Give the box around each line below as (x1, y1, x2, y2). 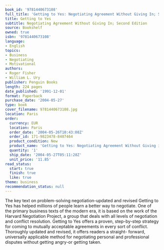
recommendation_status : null (5, 184, 64, 189)
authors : (5, 66, 23, 71)
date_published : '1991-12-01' (5, 89, 67, 94)
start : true (9, 166, 34, 171)
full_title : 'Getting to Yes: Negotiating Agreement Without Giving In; (5, 12, 156, 17)
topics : (5, 48, 21, 53)
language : (5, 39, 25, 44)
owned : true (5, 30, 29, 35)
